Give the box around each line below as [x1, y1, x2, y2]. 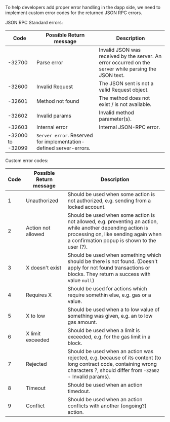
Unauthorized [26, 197, 59, 204]
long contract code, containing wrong [67, 361, 157, 367]
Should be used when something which [67, 252, 161, 258]
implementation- [45, 138, 85, 145]
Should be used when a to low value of [67, 306, 160, 313]
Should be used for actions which [67, 285, 148, 292]
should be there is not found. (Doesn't [67, 258, 158, 265]
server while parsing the [99, 65, 157, 72]
